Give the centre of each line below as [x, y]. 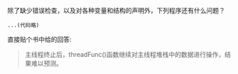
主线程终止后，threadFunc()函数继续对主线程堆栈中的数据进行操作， [125, 54]
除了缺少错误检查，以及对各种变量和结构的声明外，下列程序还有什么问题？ [116, 10]
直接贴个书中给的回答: [40, 39]
